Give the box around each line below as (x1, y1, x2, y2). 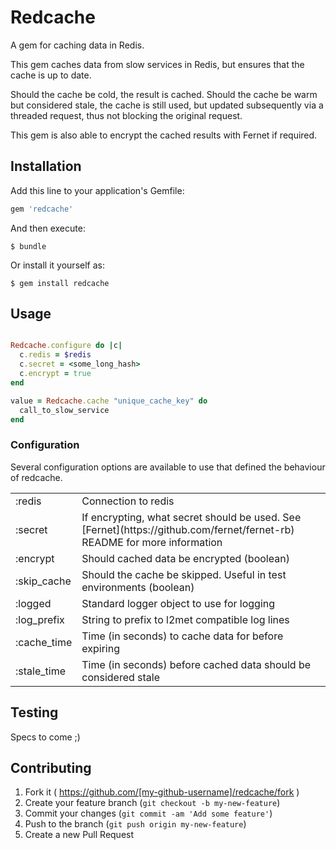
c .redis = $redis (19, 350, 92, 360)
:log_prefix (15, 612, 65, 626)
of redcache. (10, 471, 63, 483)
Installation (10, 158, 82, 175)
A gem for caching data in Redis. (10, 39, 145, 51)
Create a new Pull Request (24, 829, 135, 841)
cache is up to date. (10, 69, 92, 81)
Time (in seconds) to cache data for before (81, 629, 284, 643)
